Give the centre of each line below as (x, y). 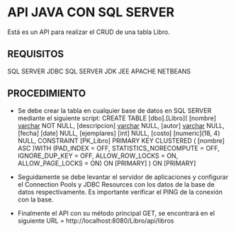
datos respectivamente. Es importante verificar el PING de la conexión (120, 192)
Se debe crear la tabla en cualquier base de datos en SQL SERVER (114, 110)
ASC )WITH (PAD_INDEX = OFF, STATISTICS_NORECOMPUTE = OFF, (118, 148)
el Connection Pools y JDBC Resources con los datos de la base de (116, 184)
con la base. (35, 199)
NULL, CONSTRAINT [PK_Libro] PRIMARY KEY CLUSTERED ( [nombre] (121, 140)
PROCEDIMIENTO (47, 94)
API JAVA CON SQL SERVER (91, 12)
